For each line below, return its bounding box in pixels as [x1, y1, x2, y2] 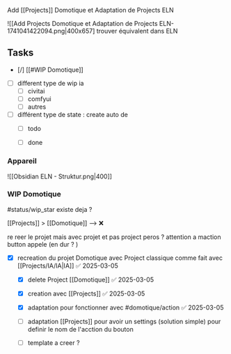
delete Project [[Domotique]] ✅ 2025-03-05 [27, 275, 154, 284]
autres [27, 102, 47, 111]
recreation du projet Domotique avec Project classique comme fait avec [17, 254, 223, 262]
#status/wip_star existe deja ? [7, 205, 93, 213]
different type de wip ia [17, 79, 84, 87]
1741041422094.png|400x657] [7, 27, 95, 35]
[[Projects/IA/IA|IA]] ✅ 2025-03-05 [17, 261, 118, 270]
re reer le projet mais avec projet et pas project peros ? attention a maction [7, 233, 221, 241]
